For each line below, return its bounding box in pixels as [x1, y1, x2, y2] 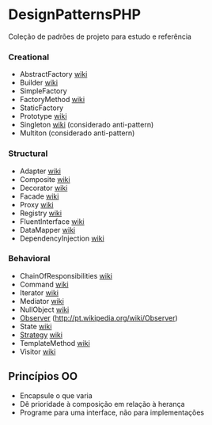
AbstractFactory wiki [19, 70, 88, 79]
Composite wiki [19, 174, 70, 184]
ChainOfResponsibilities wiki [19, 271, 113, 280]
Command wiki [19, 279, 69, 289]
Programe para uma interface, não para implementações [19, 408, 204, 417]
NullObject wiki [19, 305, 70, 314]
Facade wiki [19, 192, 59, 201]
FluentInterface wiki [19, 216, 85, 226]
